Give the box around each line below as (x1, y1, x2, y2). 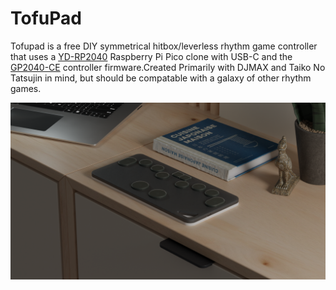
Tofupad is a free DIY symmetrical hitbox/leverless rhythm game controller (10, 40, 318, 52)
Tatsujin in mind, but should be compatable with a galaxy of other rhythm (10, 72, 312, 84)
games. (10, 82, 42, 94)
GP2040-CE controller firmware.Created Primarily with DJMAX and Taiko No (10, 61, 326, 73)
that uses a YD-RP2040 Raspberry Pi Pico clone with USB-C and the (10, 50, 293, 62)
